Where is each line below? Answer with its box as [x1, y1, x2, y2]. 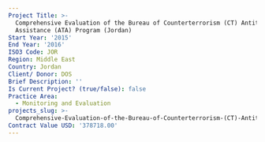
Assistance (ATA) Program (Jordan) [15, 26, 132, 34]
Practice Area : [8, 92, 58, 100]
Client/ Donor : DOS [8, 70, 73, 78]
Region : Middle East [8, 56, 77, 64]
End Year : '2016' [8, 41, 65, 49]
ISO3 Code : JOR [8, 48, 58, 56]
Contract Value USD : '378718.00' [8, 121, 118, 129]
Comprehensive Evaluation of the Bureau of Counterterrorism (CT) [15, 19, 238, 27]
